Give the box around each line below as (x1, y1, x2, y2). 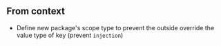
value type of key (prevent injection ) (16, 31, 124, 39)
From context (6, 5, 66, 17)
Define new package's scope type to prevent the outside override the (16, 23, 215, 32)
